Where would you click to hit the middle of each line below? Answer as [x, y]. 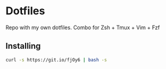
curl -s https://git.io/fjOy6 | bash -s [57, 60]
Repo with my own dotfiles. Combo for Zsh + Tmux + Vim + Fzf [83, 27]
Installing [23, 46]
